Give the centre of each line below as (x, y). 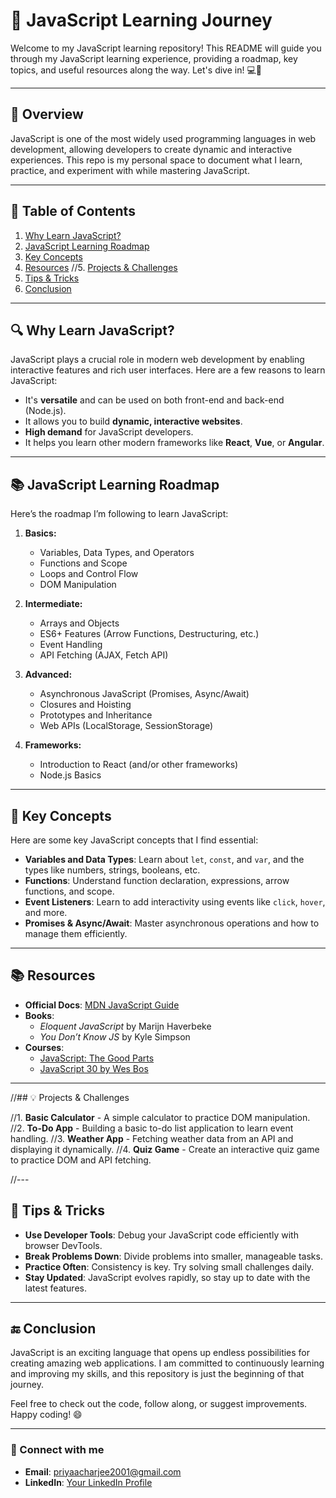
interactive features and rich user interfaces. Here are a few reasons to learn (168, 370)
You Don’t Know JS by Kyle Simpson (115, 1036)
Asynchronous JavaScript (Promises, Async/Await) (144, 694)
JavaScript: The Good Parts (97, 1058)
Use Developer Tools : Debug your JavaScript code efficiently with (161, 1235)
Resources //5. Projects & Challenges (101, 267)
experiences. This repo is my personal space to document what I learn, (156, 160)
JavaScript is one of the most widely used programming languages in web (163, 138)
